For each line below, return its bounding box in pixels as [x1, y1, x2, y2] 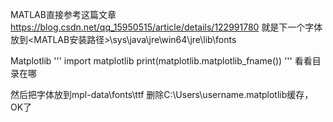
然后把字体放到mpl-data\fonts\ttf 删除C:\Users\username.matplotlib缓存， [10, 89, 314, 100]
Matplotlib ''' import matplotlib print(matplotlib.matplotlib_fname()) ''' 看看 [10, 55, 313, 67]
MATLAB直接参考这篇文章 [10, 9, 117, 20]
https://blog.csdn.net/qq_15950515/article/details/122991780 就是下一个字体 [10, 21, 323, 33]
